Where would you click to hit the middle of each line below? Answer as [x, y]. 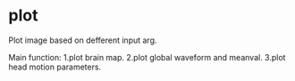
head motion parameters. [55, 67]
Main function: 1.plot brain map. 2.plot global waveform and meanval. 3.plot [147, 57]
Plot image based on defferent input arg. [83, 40]
